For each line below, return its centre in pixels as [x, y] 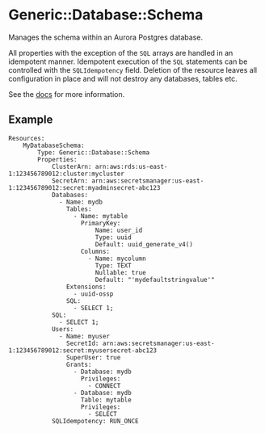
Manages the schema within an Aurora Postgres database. [106, 37]
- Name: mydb [81, 202]
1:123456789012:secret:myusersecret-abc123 [83, 350]
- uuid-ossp [93, 294]
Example [31, 120]
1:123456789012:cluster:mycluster [67, 174]
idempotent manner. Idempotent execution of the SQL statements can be [128, 61]
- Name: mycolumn [117, 259]
